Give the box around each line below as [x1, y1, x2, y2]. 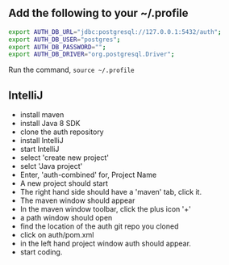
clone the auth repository [19, 127, 104, 137]
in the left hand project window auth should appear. [19, 238, 192, 249]
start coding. [19, 247, 63, 257]
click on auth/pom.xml [19, 230, 94, 240]
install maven [19, 110, 65, 120]
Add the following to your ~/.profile [8, 6, 189, 20]
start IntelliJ [19, 145, 60, 154]
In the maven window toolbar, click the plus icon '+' [19, 204, 191, 214]
